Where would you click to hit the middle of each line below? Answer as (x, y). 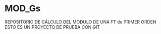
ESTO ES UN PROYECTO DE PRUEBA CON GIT (52, 27)
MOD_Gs (23, 8)
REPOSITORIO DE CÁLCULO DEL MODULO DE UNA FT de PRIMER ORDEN (80, 22)
